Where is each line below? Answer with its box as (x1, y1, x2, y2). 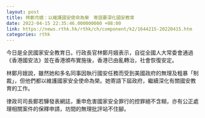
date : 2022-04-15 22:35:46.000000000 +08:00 (6, 20, 121, 26)
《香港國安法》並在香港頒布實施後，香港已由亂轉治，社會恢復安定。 (6, 57, 178, 64)
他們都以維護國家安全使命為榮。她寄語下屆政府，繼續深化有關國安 (24, 77, 191, 85)
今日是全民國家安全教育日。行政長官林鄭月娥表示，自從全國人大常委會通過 (6, 49, 193, 57)
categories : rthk (6, 32, 51, 38)
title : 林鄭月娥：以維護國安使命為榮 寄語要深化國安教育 (6, 15, 135, 21)
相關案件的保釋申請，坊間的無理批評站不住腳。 (11, 105, 129, 113)
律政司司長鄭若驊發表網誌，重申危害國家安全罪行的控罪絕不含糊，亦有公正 (6, 98, 193, 105)
